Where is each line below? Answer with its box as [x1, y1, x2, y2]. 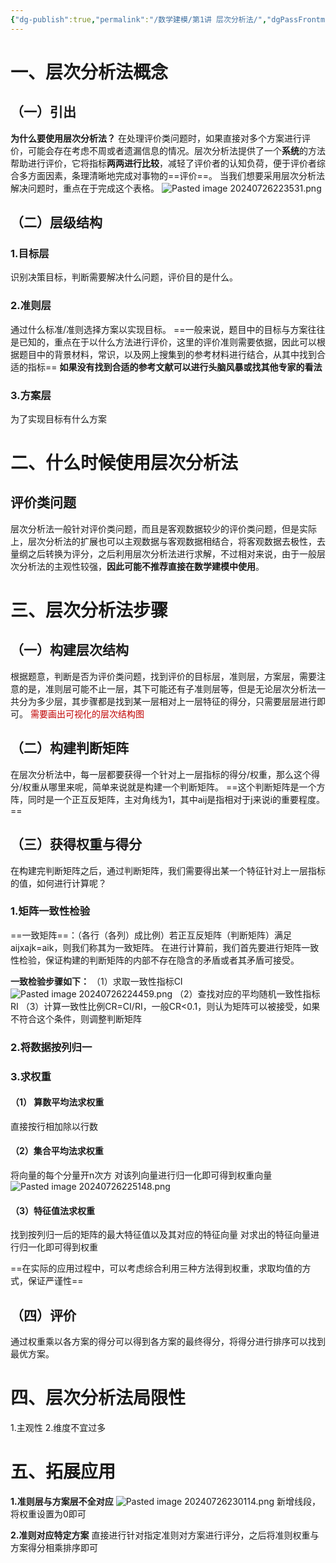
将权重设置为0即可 [10, 1507, 87, 1520]
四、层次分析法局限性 [10, 1387, 187, 1410]
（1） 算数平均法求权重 [10, 1096, 105, 1108]
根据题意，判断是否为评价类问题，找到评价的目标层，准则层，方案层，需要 [10, 670, 317, 682]
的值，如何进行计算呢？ [10, 877, 107, 889]
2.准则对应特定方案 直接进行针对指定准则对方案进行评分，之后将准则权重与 [10, 1529, 320, 1541]
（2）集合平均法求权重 [10, 1145, 104, 1157]
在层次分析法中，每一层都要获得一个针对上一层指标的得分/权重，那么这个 [10, 768, 312, 780]
